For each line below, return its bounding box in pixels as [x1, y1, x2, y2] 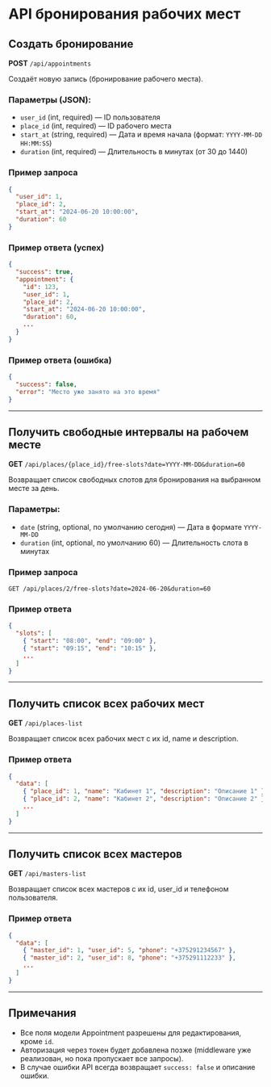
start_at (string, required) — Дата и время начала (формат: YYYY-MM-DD [19, 130, 263, 140]
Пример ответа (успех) [8, 241, 105, 253]
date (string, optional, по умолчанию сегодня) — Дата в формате [19, 522, 242, 531]
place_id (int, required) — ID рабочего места [19, 121, 172, 131]
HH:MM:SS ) [19, 138, 52, 148]
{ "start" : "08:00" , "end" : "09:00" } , [23, 637, 157, 645]
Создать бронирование [8, 37, 134, 51]
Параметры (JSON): [8, 94, 91, 105]
